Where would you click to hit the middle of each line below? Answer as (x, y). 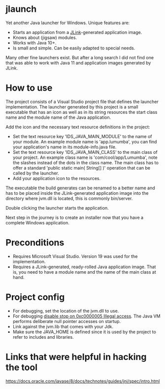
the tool (21, 367)
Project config (35, 297)
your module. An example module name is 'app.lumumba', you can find (85, 141)
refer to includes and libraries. (43, 337)
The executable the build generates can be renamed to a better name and (80, 188)
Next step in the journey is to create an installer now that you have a (75, 217)
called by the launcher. (36, 173)
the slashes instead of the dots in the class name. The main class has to (86, 162)
